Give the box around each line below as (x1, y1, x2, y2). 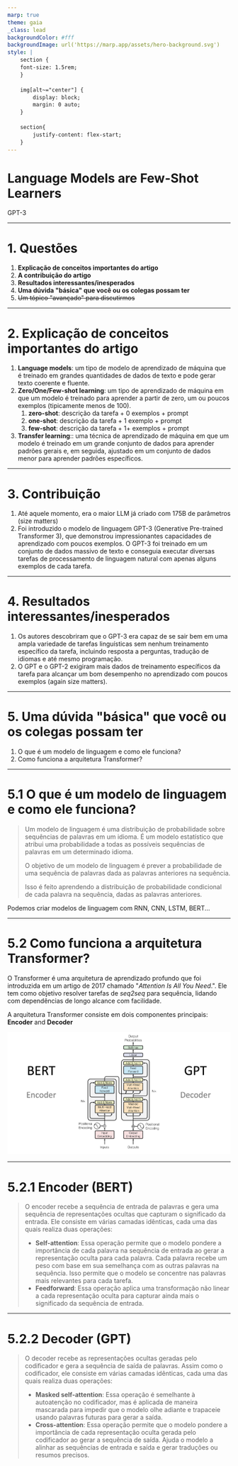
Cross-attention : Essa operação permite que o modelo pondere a (35, 1421, 228, 1429)
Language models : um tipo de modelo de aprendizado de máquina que (17, 364, 227, 373)
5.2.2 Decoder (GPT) (7, 1330, 132, 1347)
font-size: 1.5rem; (20, 64, 78, 71)
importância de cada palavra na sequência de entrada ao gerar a (35, 1246, 225, 1255)
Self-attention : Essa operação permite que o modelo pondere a (35, 1239, 222, 1247)
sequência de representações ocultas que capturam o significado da (24, 1210, 226, 1218)
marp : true (7, 11, 40, 18)
